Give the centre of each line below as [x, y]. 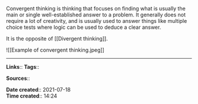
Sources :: [18, 78]
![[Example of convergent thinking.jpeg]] [55, 50]
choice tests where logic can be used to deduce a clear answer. [84, 27]
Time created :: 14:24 [32, 96]
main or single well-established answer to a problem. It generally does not [96, 15]
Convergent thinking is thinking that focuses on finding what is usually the [96, 9]
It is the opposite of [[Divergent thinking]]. [57, 38]
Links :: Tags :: [23, 67]
